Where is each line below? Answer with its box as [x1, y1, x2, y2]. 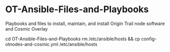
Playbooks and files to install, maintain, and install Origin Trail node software [5, 20, 165, 27]
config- [141, 36, 157, 42]
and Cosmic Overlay [5, 25, 48, 32]
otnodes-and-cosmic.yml [5, 41, 59, 47]
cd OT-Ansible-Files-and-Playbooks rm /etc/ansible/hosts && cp [5, 36, 140, 42]
